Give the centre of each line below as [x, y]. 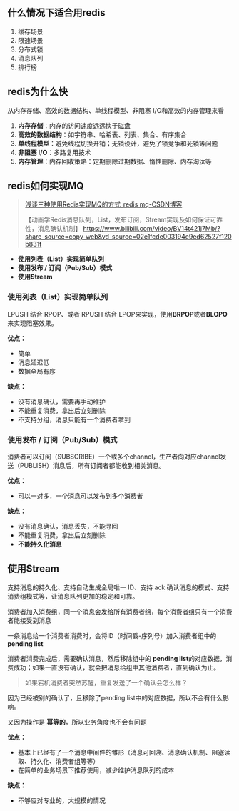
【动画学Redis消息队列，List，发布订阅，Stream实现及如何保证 [117, 219]
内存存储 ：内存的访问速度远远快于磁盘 [74, 125]
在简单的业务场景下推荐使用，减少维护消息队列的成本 [96, 770]
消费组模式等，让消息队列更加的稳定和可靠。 [73, 596]
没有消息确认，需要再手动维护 [61, 402]
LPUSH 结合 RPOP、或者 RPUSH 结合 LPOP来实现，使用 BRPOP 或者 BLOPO [118, 314]
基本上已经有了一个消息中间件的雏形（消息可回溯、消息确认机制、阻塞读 [124, 752]
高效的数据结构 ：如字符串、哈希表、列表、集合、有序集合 [102, 134]
